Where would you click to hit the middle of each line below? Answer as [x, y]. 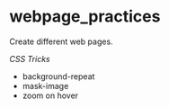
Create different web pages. [62, 41]
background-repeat [58, 76]
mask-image [45, 85]
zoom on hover [50, 95]
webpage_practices [85, 17]
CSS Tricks [30, 58]
